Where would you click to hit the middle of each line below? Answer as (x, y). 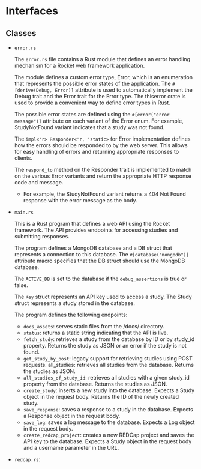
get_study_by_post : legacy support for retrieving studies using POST (108, 358)
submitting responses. (42, 236)
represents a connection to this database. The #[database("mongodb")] (102, 254)
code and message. (39, 182)
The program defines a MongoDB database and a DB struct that (93, 248)
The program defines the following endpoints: (71, 315)
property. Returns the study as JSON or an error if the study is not (105, 346)
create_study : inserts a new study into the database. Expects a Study (109, 390)
